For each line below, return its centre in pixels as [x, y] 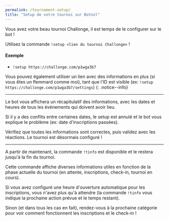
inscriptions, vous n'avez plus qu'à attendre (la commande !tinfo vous [79, 192]
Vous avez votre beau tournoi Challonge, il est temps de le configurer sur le [83, 29]
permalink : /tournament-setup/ [38, 10]
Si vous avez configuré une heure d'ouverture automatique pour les [75, 187]
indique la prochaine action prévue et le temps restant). [62, 198]
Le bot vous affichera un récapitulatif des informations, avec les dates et [80, 102]
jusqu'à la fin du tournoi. [30, 157]
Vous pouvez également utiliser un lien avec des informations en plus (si [80, 77]
